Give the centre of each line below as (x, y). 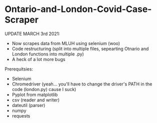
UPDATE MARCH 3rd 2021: (32, 33)
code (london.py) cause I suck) (44, 89)
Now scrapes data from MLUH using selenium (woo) (66, 43)
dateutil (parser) (28, 105)
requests (21, 115)
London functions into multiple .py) (48, 54)
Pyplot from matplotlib (35, 94)
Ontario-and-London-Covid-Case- (78, 9)
